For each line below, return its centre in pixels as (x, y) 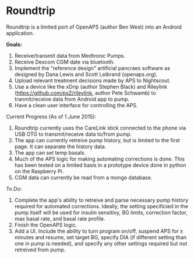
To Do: (14, 188)
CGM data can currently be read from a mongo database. (83, 177)
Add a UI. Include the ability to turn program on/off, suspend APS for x (99, 231)
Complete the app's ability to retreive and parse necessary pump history (101, 200)
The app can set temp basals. (50, 152)
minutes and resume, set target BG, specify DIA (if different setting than (100, 237)
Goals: (14, 44)
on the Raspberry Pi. (39, 171)
